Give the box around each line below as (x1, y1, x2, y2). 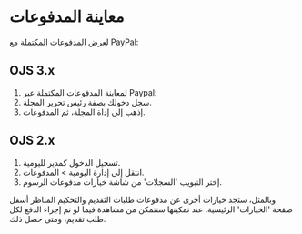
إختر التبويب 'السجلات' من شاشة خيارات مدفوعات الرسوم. (22, 176, 223, 188)
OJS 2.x (9, 133, 55, 148)
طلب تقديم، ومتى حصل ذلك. (9, 213, 106, 224)
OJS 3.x (9, 63, 55, 78)
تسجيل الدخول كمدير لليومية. (22, 157, 121, 168)
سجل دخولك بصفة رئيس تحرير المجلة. (22, 97, 153, 107)
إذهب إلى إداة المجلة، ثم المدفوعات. (22, 107, 146, 117)
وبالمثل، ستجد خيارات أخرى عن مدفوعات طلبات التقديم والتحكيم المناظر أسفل (9, 194, 276, 205)
